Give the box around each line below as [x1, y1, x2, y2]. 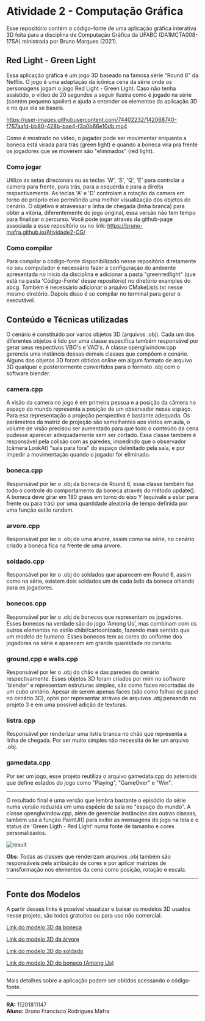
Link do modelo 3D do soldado [6, 948, 84, 955]
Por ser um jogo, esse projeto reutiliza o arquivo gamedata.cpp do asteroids [6, 772, 197, 780]
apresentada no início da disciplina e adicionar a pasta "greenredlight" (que [6, 271, 196, 278]
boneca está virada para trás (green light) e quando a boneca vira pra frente [6, 141, 198, 148]
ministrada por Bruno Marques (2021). [22, 37, 118, 45]
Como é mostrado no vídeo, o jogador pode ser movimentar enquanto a [6, 134, 187, 141]
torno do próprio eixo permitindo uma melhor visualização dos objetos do [6, 196, 191, 203]
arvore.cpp [6, 522, 40, 530]
